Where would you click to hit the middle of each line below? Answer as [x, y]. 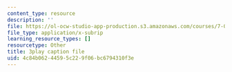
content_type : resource [41, 13]
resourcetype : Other [37, 45]
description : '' [30, 20]
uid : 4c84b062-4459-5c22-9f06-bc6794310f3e [71, 58]
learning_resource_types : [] [49, 39]
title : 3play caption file [46, 52]
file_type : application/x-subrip [55, 33]
